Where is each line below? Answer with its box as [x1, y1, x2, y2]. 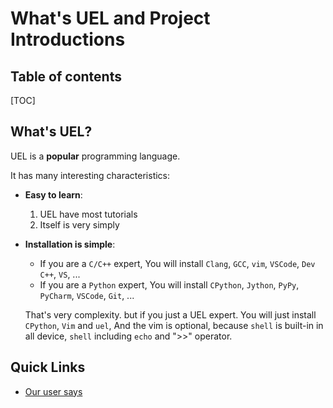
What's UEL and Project [10, 7, 211, 30]
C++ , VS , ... [39, 268, 81, 280]
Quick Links [10, 359, 86, 376]
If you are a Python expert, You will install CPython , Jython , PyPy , [39, 278, 300, 291]
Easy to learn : [24, 188, 83, 201]
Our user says [24, 385, 83, 397]
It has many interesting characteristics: [10, 169, 171, 181]
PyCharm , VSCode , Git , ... [39, 289, 135, 301]
